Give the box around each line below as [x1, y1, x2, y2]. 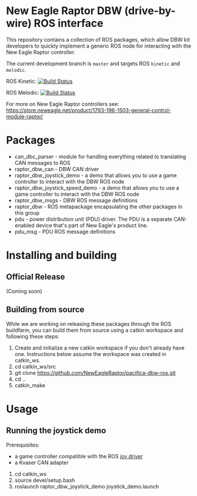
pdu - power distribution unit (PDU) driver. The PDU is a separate [14, 215, 172, 222]
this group [14, 209, 40, 216]
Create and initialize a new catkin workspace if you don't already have [14, 344, 185, 351]
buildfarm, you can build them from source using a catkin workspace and [6, 327, 183, 334]
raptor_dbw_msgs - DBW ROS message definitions [14, 197, 138, 204]
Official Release [6, 272, 65, 282]
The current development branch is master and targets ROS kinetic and [6, 60, 181, 67]
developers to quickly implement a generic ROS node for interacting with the [6, 42, 192, 49]
